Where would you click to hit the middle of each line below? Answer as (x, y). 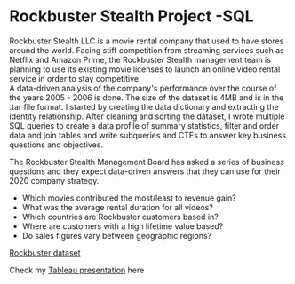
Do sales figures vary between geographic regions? (116, 235)
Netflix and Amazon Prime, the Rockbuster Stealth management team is (140, 59)
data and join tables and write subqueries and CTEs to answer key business (148, 135)
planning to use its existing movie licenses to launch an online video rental (145, 69)
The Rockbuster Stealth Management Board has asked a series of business (147, 162)
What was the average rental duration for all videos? (117, 207)
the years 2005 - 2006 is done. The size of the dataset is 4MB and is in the (147, 97)
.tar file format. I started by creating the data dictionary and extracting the (144, 106)
